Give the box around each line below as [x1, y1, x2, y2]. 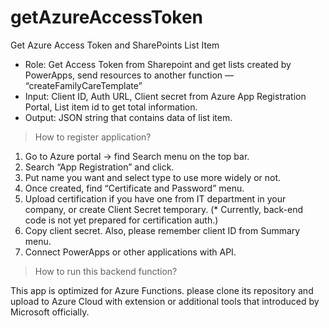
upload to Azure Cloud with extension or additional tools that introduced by [10, 295, 320, 307]
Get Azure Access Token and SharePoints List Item [10, 39, 220, 51]
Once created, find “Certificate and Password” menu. [24, 182, 245, 194]
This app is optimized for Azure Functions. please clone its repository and [10, 284, 314, 296]
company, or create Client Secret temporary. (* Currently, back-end [24, 203, 304, 215]
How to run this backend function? [34, 265, 178, 277]
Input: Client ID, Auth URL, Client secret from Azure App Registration [24, 90, 307, 102]
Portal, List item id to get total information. [24, 101, 198, 113]
